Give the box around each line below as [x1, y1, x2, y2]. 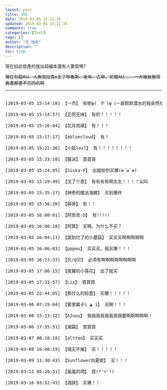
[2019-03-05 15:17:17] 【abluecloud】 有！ [5, 134, 109, 140]
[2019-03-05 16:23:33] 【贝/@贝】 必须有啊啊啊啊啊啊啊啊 [5, 257, 136, 262]
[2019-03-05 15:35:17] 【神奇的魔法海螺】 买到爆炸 [5, 190, 122, 195]
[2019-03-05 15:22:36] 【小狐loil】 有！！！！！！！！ [5, 145, 133, 151]
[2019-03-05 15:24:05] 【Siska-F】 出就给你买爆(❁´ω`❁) [5, 167, 137, 173]
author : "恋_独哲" [5, 40, 41, 45]
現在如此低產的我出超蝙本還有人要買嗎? [5, 63, 86, 69]
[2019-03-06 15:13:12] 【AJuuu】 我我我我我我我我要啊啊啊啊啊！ [5, 312, 153, 318]
